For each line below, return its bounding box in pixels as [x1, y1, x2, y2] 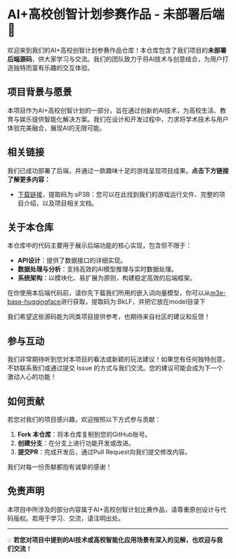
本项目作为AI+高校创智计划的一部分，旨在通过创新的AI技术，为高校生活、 [7, 106, 221, 115]
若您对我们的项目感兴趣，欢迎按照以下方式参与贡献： [7, 416, 162, 423]
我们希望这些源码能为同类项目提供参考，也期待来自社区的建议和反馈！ [7, 312, 211, 321]
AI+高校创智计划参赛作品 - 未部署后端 [7, 6, 225, 23]
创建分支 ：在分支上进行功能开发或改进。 [17, 439, 135, 447]
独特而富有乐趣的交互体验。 [13, 63, 93, 72]
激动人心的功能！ [7, 373, 57, 381]
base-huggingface [7, 297, 61, 306]
